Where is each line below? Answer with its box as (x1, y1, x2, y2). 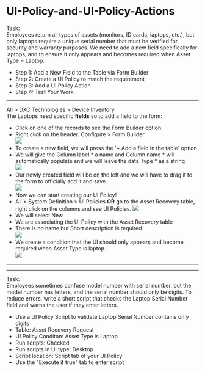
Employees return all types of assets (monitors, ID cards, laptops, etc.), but (6, 31, 195, 38)
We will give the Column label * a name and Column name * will (15, 151, 175, 158)
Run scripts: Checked (15, 339, 70, 346)
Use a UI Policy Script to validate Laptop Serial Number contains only (15, 313, 189, 320)
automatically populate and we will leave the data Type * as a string (15, 157, 185, 164)
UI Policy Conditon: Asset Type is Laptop (15, 332, 118, 340)
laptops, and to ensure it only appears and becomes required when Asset (6, 50, 191, 57)
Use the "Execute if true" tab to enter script (15, 359, 124, 366)
